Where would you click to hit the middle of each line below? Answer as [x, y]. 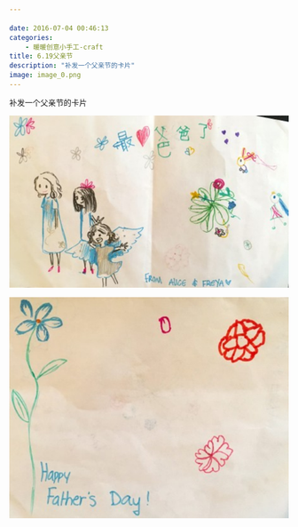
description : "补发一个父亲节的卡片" [72, 66]
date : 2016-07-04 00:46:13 [59, 28]
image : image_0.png [45, 76]
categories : [31, 37]
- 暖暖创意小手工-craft [64, 47]
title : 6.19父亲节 [41, 56]
